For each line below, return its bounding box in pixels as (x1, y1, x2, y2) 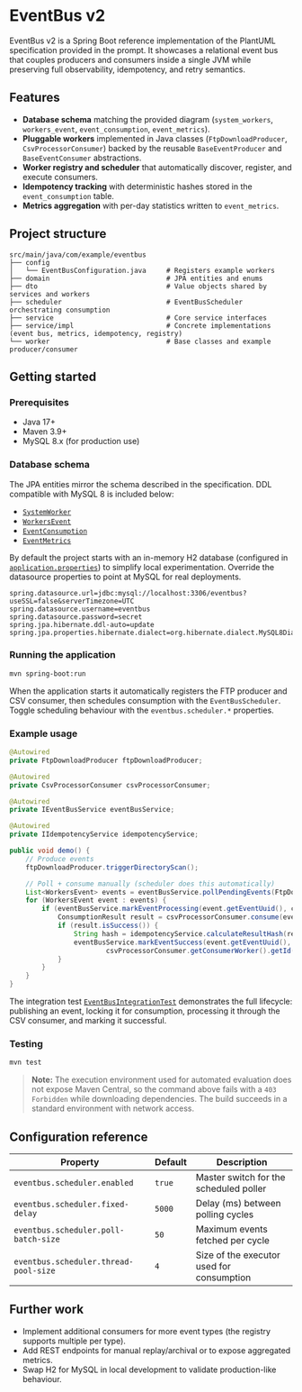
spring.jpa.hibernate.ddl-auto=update (9, 620, 155, 629)
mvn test (9, 1058, 42, 1068)
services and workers (9, 289, 91, 298)
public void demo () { (9, 846, 91, 856)
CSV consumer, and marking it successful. (9, 1015, 167, 1026)
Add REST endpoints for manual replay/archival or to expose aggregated (22, 1344, 291, 1356)
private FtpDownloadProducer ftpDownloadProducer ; (9, 756, 203, 765)
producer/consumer (9, 344, 78, 354)
